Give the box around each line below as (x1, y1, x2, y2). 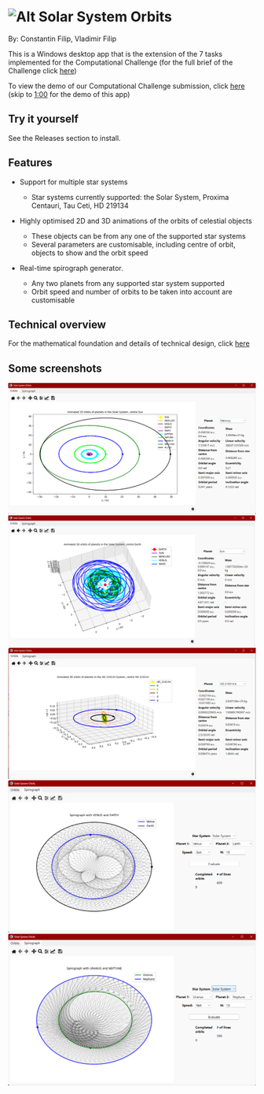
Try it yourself (8, 113, 79, 126)
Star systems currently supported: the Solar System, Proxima (31, 192, 229, 202)
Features (8, 156, 53, 169)
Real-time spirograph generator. (19, 263, 123, 273)
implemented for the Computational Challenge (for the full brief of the (8, 57, 233, 67)
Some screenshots (8, 362, 102, 375)
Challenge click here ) (8, 65, 77, 75)
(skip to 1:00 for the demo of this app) (8, 89, 130, 98)
